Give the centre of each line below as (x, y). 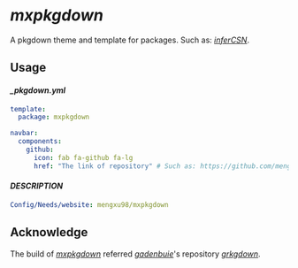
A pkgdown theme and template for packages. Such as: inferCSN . (130, 40)
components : (40, 142)
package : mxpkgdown (54, 117)
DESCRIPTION (37, 186)
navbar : (24, 134)
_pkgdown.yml (38, 90)
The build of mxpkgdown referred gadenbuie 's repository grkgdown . (135, 254)
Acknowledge (49, 232)
